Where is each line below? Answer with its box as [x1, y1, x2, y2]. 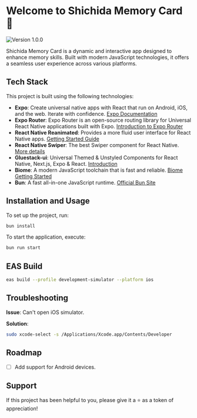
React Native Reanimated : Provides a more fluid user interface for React [14, 129, 191, 136]
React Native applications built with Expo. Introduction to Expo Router [14, 122, 183, 130]
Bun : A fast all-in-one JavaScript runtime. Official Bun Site [14, 179, 156, 186]
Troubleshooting [6, 293, 69, 303]
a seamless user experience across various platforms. [6, 60, 137, 67]
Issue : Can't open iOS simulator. [6, 309, 84, 316]
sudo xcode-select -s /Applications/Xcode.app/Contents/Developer [6, 331, 172, 337]
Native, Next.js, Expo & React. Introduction [14, 160, 118, 167]
